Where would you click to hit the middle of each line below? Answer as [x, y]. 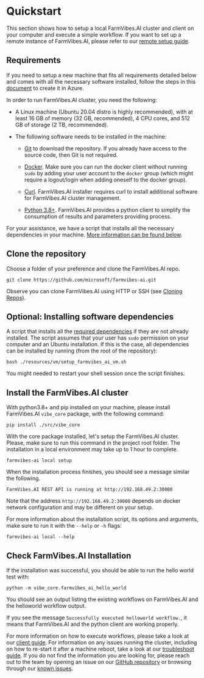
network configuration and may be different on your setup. [80, 508]
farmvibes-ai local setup [39, 461]
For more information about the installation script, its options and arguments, [102, 519]
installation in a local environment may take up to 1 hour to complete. [92, 450]
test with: [18, 577]
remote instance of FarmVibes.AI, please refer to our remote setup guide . [98, 41]
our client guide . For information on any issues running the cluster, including [102, 642]
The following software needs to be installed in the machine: [91, 136]
